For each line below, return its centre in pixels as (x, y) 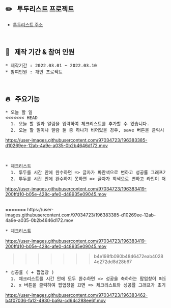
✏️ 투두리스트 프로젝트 (40, 9)
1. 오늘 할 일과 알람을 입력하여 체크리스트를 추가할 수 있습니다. (80, 124)
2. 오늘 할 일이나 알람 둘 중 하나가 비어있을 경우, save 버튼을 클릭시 (87, 130)
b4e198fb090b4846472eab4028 (129, 257)
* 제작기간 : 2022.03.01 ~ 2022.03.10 (51, 65)
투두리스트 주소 (28, 24)
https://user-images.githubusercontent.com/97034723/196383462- (77, 295)
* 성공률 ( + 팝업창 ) (30, 272)
